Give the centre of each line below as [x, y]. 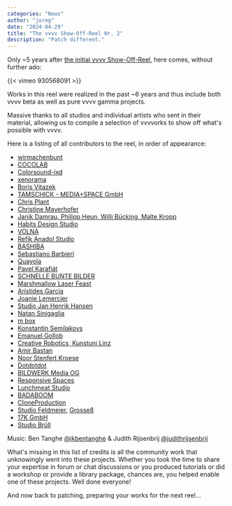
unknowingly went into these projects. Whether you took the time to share [114, 460]
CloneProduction [42, 402]
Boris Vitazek [36, 187]
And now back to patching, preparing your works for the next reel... [104, 496]
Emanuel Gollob [40, 336]
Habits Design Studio [48, 224]
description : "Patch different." [56, 40]
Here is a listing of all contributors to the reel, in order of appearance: [107, 143]
